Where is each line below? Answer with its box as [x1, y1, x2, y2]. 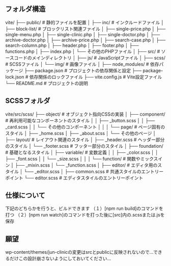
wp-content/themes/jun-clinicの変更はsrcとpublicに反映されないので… [5, 249, 154, 255]
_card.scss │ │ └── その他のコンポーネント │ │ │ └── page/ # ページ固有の [5, 124, 165, 130]
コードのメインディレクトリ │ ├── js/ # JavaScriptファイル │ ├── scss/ [14, 55, 165, 61]
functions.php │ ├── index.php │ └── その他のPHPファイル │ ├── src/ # [5, 48, 160, 55]
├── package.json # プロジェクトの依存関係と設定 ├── [24, 67, 142, 73]
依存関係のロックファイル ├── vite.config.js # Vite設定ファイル [29, 73, 162, 80]
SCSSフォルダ [5, 96, 50, 105]
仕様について [5, 191, 46, 200]
